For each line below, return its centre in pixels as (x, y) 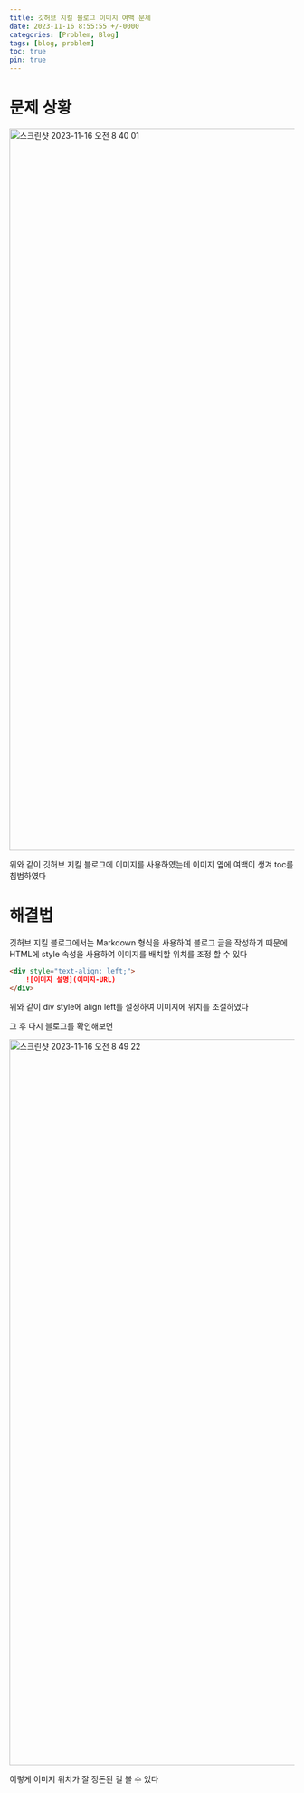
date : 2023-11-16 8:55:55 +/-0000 (75, 26)
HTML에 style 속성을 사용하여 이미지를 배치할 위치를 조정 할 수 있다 (128, 954)
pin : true (28, 60)
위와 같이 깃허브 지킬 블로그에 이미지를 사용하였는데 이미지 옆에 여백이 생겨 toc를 (152, 864)
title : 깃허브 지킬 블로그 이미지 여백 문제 (81, 18)
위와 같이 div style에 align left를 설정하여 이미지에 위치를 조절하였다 (129, 1006)
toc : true (28, 52)
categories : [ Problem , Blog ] (64, 34)
